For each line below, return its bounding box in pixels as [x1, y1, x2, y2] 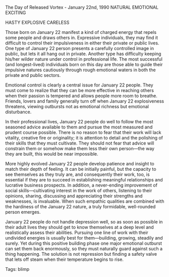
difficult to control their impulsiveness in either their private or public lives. [5, 40, 159, 46]
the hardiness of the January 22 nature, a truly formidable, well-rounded [5, 204, 156, 209]
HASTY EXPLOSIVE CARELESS [5, 20, 70, 25]
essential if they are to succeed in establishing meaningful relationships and [5, 177, 163, 182]
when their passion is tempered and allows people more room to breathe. [5, 93, 157, 99]
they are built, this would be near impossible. [5, 151, 98, 157]
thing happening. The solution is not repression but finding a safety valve [5, 251, 157, 257]
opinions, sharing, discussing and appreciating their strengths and [5, 193, 143, 199]
